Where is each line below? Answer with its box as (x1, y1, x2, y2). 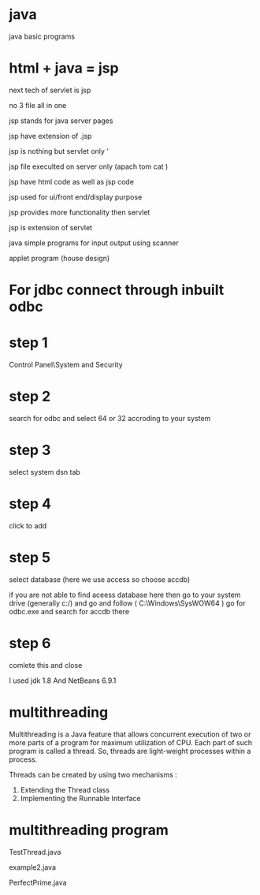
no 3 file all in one (9, 100, 67, 110)
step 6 (9, 634, 51, 652)
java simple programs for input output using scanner (9, 238, 180, 248)
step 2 (9, 388, 51, 405)
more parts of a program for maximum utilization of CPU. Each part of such (9, 737, 253, 747)
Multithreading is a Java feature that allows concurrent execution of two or (9, 729, 251, 739)
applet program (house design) (9, 253, 110, 263)
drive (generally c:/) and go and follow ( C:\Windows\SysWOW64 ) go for (9, 598, 246, 608)
